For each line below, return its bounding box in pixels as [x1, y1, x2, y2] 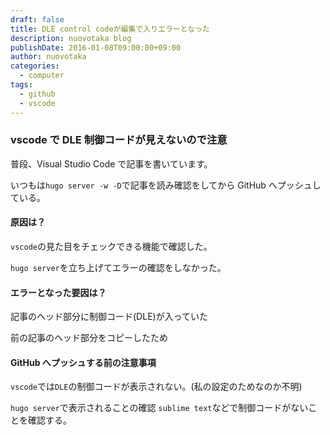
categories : [10, 61, 60, 71]
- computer [19, 71, 65, 81]
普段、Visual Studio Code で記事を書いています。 [10, 157, 213, 170]
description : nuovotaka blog [10, 33, 132, 43]
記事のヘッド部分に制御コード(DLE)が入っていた [10, 311, 208, 323]
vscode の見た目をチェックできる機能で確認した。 [10, 241, 213, 252]
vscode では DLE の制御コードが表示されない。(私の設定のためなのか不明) [10, 381, 303, 393]
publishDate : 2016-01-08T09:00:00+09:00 [10, 42, 182, 53]
